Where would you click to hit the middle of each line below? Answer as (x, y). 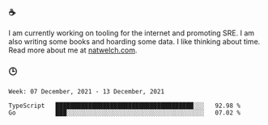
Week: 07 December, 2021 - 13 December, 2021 (86, 91)
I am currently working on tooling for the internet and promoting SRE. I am (132, 33)
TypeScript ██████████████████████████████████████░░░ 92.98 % (125, 106)
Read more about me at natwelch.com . (73, 50)
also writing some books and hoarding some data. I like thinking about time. (134, 42)
